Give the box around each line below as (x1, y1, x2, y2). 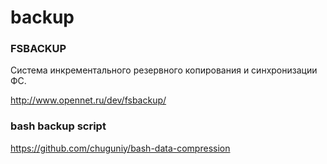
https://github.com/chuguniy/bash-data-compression (10, 142, 231, 154)
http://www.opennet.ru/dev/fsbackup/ (10, 94, 167, 106)
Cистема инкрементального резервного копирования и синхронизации (10, 64, 318, 76)
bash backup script (10, 119, 107, 133)
